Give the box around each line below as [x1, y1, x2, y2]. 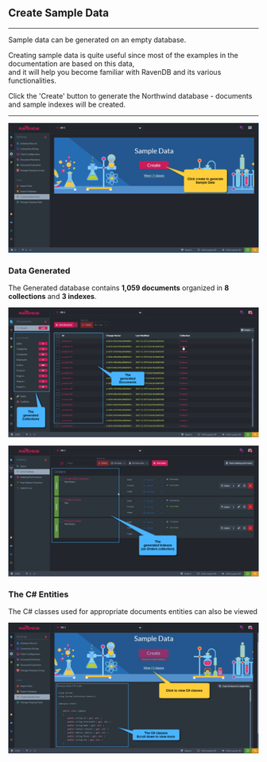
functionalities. [8, 76, 57, 85]
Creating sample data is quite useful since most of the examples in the [8, 50, 238, 60]
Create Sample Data [8, 6, 110, 20]
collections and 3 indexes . [8, 291, 97, 301]
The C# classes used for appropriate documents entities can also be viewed [8, 607, 258, 616]
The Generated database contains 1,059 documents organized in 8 [8, 282, 230, 293]
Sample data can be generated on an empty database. [8, 35, 187, 45]
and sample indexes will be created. [8, 99, 126, 109]
